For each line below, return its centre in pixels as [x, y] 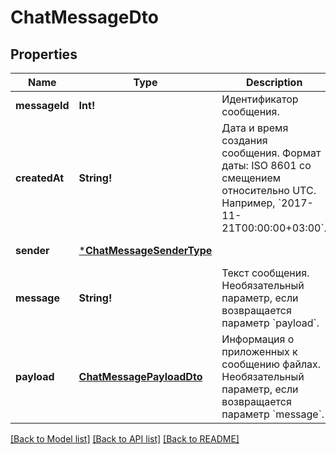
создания [244, 140]
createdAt [40, 178]
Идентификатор [260, 99]
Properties [44, 54]
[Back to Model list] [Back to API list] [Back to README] [125, 439]
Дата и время [255, 128]
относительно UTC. [269, 190]
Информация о [258, 339]
